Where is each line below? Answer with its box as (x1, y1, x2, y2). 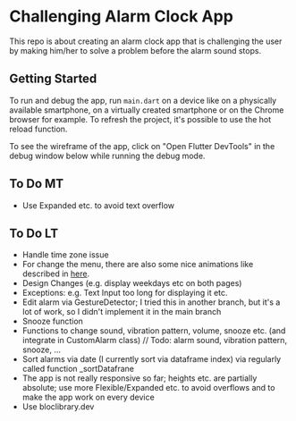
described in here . (21, 268, 90, 279)
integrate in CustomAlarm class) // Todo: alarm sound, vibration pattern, (21, 335, 288, 346)
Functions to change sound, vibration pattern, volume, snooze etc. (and (21, 325, 286, 336)
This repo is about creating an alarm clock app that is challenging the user (9, 36, 283, 46)
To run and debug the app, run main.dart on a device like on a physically (9, 95, 277, 105)
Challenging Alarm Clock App (9, 6, 234, 27)
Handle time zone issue (21, 249, 109, 260)
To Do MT (9, 176, 64, 191)
